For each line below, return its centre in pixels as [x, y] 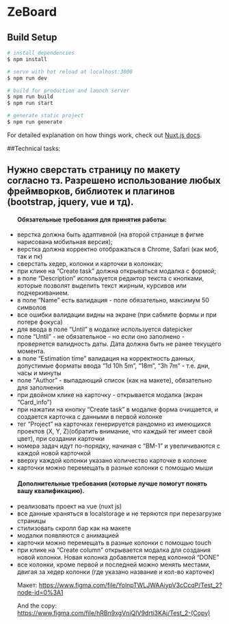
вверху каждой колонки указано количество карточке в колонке [112, 461]
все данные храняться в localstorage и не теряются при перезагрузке [119, 513]
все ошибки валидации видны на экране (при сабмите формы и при [117, 315]
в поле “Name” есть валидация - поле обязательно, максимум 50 [113, 300]
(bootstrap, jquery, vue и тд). [70, 202]
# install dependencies [41, 53]
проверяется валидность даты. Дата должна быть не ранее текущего [119, 344]
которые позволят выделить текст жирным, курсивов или [102, 286]
